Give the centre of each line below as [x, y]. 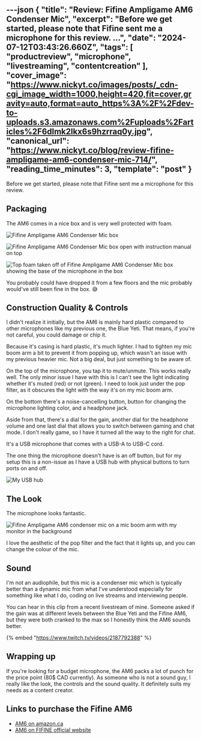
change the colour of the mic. [43, 549]
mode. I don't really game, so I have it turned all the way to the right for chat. [101, 432]
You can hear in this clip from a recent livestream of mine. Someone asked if [100, 607]
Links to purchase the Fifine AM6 [70, 709]
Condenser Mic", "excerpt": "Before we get [89, 19]
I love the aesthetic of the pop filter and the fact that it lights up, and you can [101, 543]
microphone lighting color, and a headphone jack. [67, 408]
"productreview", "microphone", [68, 57]
